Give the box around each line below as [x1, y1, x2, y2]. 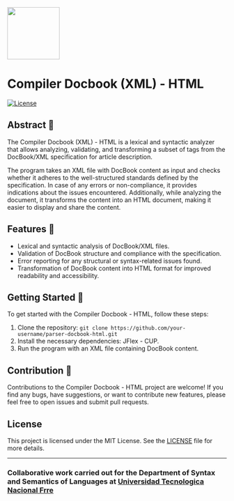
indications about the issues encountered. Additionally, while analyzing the [7, 188, 221, 196]
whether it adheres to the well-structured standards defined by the [7, 174, 198, 182]
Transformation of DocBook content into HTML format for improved [17, 264, 211, 272]
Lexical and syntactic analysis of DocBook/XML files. [17, 242, 170, 250]
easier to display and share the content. [7, 203, 121, 211]
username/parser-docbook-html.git [17, 331, 118, 338]
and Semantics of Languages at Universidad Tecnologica [7, 477, 204, 486]
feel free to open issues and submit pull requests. [7, 398, 150, 406]
